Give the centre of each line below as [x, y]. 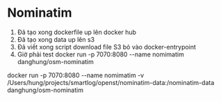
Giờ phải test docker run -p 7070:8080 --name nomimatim [100, 54]
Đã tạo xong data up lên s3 [56, 39]
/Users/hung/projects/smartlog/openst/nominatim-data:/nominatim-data [111, 82]
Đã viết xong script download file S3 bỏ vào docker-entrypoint [107, 47]
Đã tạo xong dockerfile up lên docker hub [77, 32]
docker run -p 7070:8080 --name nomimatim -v [76, 75]
